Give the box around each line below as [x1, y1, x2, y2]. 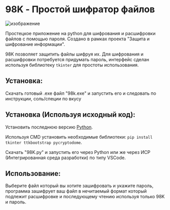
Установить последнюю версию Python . [5, 124, 93, 130]
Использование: [5, 169, 61, 178]
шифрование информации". [5, 41, 65, 47]
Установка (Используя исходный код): [5, 111, 136, 119]
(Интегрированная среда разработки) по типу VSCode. [5, 154, 126, 161]
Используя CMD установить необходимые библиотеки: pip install [5, 134, 153, 140]
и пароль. [5, 199, 27, 205]
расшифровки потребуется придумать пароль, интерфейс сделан [5, 56, 150, 62]
